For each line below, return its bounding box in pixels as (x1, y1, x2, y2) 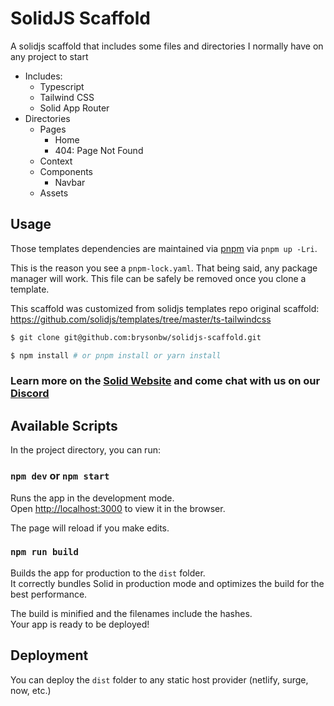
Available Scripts (10, 417, 118, 434)
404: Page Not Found (54, 144, 144, 156)
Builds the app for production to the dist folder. (10, 567, 206, 579)
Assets (39, 187, 69, 199)
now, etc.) (10, 684, 52, 696)
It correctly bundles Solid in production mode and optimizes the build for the (10, 577, 325, 589)
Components (39, 165, 93, 177)
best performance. (10, 588, 88, 600)
